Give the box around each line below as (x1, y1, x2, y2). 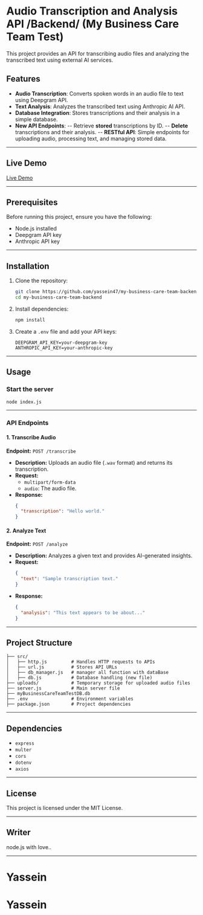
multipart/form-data (24, 479, 76, 485)
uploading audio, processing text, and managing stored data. (14, 135, 167, 142)
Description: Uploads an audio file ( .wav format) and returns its (14, 459, 173, 466)
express (14, 740, 34, 747)
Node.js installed (14, 225, 57, 232)
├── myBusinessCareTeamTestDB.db (6, 691, 91, 697)
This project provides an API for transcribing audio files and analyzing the (6, 50, 189, 57)
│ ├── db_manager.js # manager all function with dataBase (6, 670, 169, 676)
